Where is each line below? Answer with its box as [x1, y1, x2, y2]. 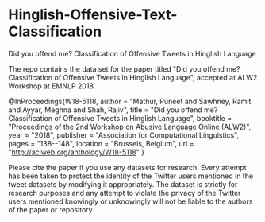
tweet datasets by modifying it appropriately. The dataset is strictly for [8, 179, 238, 189]
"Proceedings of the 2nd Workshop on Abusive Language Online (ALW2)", [8, 122, 252, 131]
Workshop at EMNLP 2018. [8, 81, 96, 91]
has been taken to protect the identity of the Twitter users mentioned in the [8, 171, 254, 181]
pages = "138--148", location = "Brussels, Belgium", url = [8, 138, 194, 148]
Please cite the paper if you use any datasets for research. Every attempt [8, 162, 248, 172]
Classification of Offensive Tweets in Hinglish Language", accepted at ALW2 [8, 72, 258, 82]
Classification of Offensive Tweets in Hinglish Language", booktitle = [8, 113, 232, 123]
